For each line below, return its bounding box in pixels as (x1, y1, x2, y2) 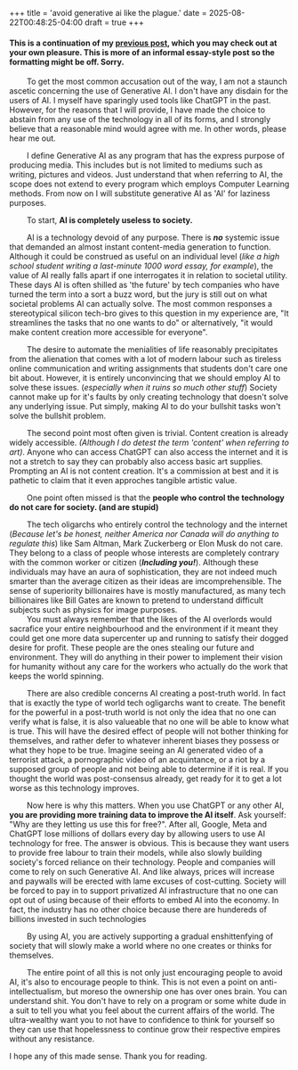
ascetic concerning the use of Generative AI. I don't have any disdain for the (9, 86, 289, 96)
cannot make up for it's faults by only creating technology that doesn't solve (9, 391, 289, 402)
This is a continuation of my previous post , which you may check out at (9, 37, 278, 48)
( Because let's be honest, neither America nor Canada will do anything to (9, 529, 279, 539)
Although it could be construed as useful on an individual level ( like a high (9, 251, 280, 262)
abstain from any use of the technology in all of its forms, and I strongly (9, 114, 271, 125)
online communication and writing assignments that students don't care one (9, 363, 288, 374)
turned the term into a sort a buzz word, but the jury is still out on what (9, 289, 268, 300)
